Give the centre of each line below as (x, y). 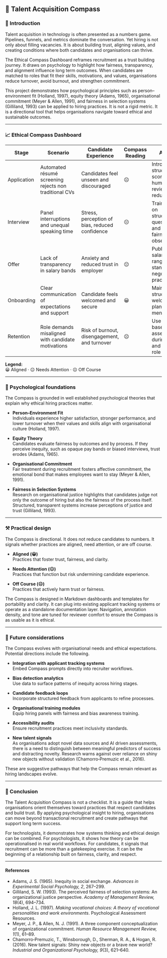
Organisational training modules (46, 708)
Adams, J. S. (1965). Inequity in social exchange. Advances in (75, 881)
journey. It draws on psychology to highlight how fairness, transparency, (79, 65)
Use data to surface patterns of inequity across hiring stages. (75, 683)
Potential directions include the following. (47, 653)
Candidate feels (100, 294)
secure (89, 307)
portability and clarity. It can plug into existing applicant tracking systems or (83, 604)
